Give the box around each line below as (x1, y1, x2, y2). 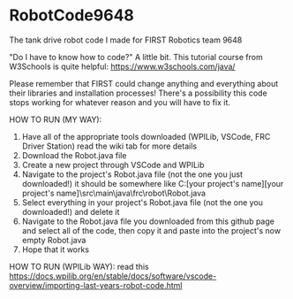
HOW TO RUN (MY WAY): (9, 114, 102, 125)
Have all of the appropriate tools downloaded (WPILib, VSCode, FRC (21, 131, 271, 142)
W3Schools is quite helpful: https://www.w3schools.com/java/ (9, 61, 236, 72)
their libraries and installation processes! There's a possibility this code (9, 88, 267, 98)
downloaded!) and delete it (21, 206, 120, 217)
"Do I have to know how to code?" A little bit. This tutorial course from (9, 51, 263, 62)
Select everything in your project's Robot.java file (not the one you (21, 196, 263, 208)
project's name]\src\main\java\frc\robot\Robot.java (21, 188, 206, 198)
